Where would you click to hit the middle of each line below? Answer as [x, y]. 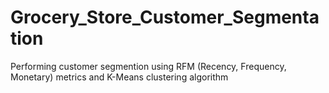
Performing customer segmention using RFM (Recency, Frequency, [148, 66]
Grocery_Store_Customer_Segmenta [165, 17]
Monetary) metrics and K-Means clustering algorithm [119, 77]
